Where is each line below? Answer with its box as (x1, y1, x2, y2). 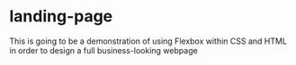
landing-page (9, 6, 113, 27)
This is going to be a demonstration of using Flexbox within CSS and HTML (9, 36, 288, 46)
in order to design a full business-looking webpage (9, 45, 198, 55)
